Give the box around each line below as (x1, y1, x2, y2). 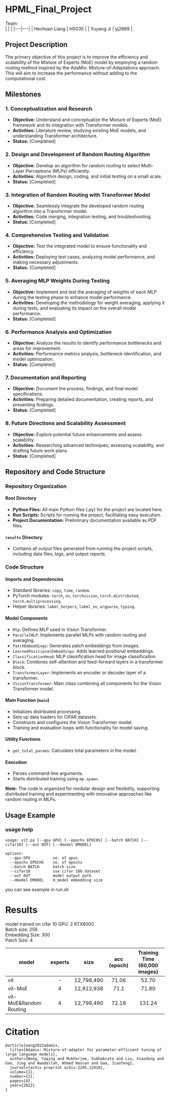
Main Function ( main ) (5, 697, 50, 703)
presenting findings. (12, 402, 55, 408)
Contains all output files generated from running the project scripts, (12, 546, 153, 552)
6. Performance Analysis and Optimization (5, 328, 112, 335)
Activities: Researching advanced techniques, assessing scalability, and (12, 442, 164, 448)
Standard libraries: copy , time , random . (12, 587, 91, 593)
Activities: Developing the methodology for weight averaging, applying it (12, 299, 165, 306)
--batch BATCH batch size (10, 864, 76, 869)
